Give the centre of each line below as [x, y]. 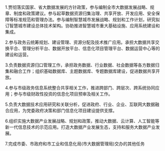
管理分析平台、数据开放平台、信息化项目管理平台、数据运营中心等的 [91, 48]
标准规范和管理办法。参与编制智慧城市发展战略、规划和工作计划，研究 [84, 19]
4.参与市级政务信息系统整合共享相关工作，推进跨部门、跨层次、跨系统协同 [80, 88]
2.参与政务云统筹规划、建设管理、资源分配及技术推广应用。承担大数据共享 [80, 42]
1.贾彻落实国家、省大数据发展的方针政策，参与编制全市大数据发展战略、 [78, 7]
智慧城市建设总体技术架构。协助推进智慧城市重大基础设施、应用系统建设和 [84, 26]
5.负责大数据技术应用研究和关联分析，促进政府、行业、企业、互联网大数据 [80, 104]
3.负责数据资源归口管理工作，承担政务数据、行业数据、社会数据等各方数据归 [82, 65]
